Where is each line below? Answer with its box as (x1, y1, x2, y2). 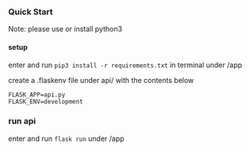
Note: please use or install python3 (8, 25, 123, 34)
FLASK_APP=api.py (8, 90, 66, 99)
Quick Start (8, 6, 53, 17)
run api (8, 115, 37, 126)
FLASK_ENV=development (8, 97, 83, 105)
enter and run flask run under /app (8, 134, 125, 143)
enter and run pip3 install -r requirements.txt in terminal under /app (8, 60, 243, 70)
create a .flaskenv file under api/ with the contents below (8, 75, 194, 85)
